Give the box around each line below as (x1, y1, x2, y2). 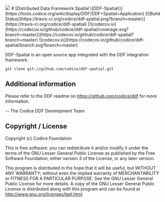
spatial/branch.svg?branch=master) (5, 42, 78, 48)
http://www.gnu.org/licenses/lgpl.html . (5, 191, 84, 197)
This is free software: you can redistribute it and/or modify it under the (5, 145, 149, 151)
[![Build (145, 11, 161, 16)
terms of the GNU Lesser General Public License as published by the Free (5, 150, 155, 156)
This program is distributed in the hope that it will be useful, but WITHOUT (5, 165, 156, 171)
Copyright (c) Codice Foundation (5, 135, 72, 141)
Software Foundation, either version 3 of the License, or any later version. (5, 155, 155, 161)
